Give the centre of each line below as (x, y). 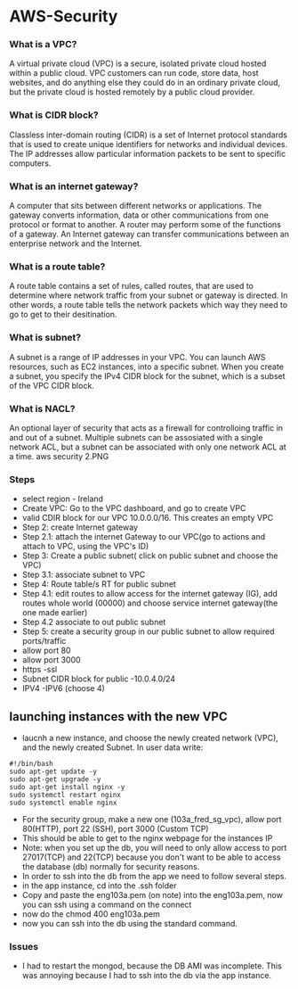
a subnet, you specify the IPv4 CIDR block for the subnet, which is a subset (148, 375)
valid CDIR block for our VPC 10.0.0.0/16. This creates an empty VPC (148, 518)
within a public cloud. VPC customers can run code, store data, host (134, 73)
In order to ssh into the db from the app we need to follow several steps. (154, 877)
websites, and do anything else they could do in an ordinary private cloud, (145, 83)
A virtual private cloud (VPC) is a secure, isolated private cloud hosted (138, 63)
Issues (24, 947)
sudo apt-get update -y (53, 772)
